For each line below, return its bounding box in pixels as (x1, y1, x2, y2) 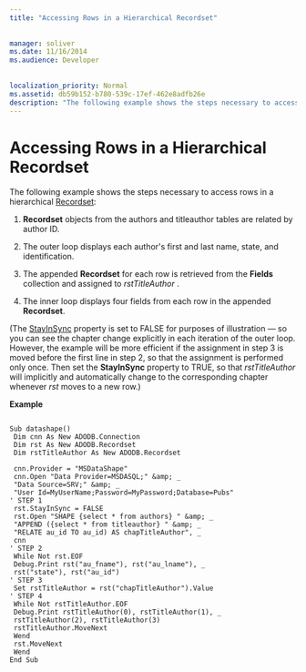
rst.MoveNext (13, 639, 64, 649)
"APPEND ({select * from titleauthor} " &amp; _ (13, 520, 202, 529)
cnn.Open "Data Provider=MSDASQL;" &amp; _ (13, 473, 181, 482)
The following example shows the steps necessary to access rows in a (9, 187, 274, 198)
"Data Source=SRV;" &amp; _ (13, 480, 120, 490)
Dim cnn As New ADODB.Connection (13, 433, 141, 442)
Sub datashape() (9, 424, 71, 433)
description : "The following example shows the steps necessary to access (9, 97, 300, 107)
